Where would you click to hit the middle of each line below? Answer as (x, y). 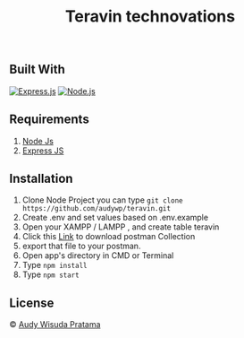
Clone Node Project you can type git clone (102, 200)
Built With (37, 69)
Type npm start (50, 274)
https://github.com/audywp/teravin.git (97, 209)
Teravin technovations (150, 17)
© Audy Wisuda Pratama (55, 325)
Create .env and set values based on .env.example (115, 218)
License (32, 303)
